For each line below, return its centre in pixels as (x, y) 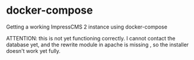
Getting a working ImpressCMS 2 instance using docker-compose (87, 27)
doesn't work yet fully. (34, 50)
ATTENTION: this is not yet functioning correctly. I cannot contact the (91, 38)
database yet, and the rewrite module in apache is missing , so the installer (97, 45)
